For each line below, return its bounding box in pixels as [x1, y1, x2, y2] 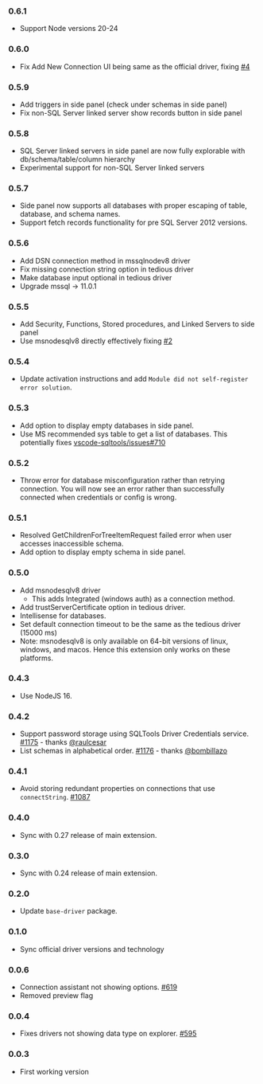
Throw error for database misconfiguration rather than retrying [19, 475, 225, 485]
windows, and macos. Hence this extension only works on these [19, 644, 230, 654]
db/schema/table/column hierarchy [19, 155, 136, 164]
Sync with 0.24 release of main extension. [19, 868, 157, 878]
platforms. [19, 653, 54, 663]
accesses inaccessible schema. [19, 539, 124, 549]
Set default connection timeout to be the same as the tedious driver [19, 619, 241, 628]
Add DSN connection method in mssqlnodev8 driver [19, 256, 191, 265]
